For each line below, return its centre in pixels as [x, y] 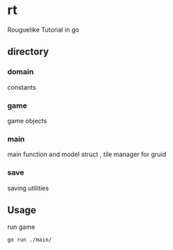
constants [22, 87]
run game [21, 227]
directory [28, 52]
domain [20, 72]
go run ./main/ [30, 240]
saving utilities [28, 188]
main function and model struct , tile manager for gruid [87, 154]
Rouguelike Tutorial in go [43, 30]
